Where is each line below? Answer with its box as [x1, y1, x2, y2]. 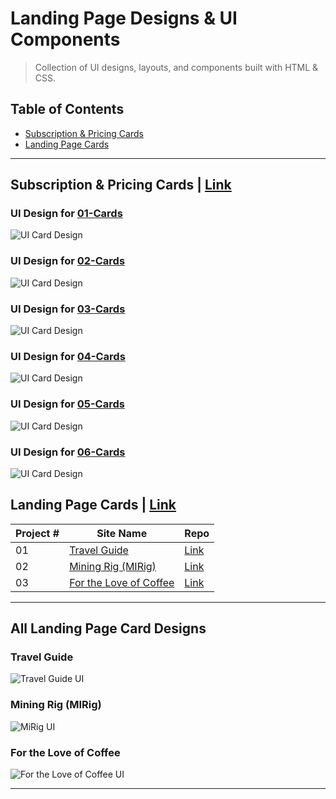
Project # [15, 526, 60, 540]
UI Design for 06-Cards [10, 445, 126, 459]
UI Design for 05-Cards [10, 397, 125, 411]
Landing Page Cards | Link [10, 497, 177, 514]
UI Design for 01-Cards [10, 207, 123, 221]
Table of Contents [10, 101, 125, 118]
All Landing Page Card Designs [10, 620, 207, 637]
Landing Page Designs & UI [10, 7, 238, 30]
